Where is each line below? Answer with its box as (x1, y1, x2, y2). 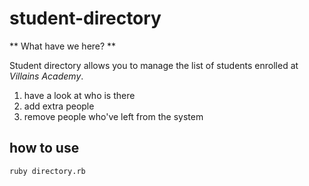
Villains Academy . (9, 70, 84, 82)
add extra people (23, 100, 95, 112)
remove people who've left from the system (23, 110, 204, 122)
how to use (9, 140, 80, 157)
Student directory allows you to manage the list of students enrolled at (9, 59, 299, 71)
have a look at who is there (23, 89, 136, 101)
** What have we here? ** (9, 40, 117, 52)
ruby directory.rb (9, 166, 86, 176)
